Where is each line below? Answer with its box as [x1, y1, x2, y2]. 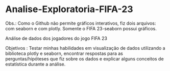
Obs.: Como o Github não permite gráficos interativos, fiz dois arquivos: [5, 20, 156, 26]
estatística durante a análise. [5, 61, 66, 67]
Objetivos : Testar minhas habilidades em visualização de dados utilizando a [5, 45, 165, 51]
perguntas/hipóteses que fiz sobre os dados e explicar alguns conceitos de [5, 55, 164, 61]
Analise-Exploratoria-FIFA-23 [5, 4, 134, 15]
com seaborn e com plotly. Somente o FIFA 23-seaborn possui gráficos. [5, 25, 157, 31]
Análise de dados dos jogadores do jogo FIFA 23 [5, 35, 107, 41]
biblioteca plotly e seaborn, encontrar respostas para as [5, 50, 124, 56]
